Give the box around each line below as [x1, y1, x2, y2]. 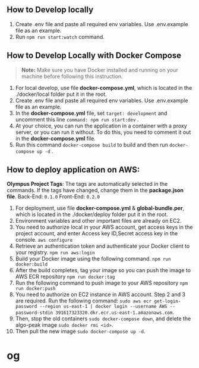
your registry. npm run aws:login [15, 249, 95, 256]
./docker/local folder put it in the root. [15, 91, 108, 98]
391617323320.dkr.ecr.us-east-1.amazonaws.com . [55, 309, 175, 316]
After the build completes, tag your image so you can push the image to [15, 267, 191, 274]
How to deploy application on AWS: [7, 165, 140, 175]
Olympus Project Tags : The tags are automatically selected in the [7, 180, 168, 188]
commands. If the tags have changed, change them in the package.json [7, 187, 184, 194]
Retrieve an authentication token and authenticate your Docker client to [15, 242, 190, 250]
